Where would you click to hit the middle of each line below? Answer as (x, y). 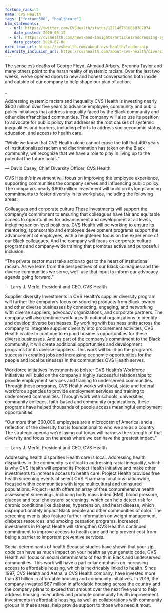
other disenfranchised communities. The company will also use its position (82, 117)
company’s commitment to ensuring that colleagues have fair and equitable (83, 214)
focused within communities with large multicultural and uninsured (74, 484)
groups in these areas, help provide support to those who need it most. (78, 605)
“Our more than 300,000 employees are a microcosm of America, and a (79, 422)
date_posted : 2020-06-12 (40, 33)
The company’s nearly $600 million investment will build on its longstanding (83, 188)
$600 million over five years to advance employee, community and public (81, 106)
